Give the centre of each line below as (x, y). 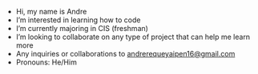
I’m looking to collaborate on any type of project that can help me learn (133, 37)
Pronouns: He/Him (46, 62)
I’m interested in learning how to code (78, 20)
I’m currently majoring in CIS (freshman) (82, 28)
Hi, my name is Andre (51, 12)
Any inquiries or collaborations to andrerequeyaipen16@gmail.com (125, 54)
